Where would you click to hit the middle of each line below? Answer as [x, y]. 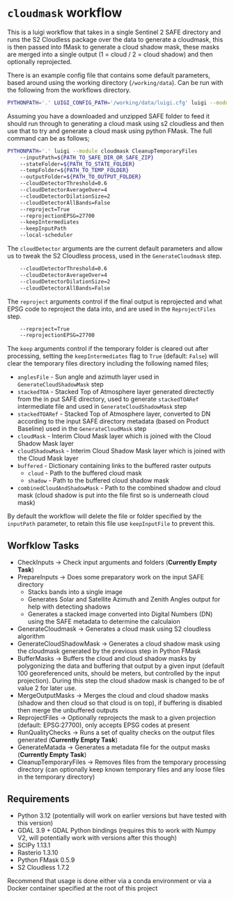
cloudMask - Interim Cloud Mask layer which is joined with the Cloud [114, 436]
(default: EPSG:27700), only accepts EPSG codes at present [103, 725]
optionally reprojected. [40, 61]
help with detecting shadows [69, 607]
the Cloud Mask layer [48, 458]
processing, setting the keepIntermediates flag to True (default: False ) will [113, 356]
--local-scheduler [46, 235]
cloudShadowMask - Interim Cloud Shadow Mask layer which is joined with [121, 451]
